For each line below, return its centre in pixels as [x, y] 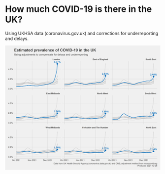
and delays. [17, 39]
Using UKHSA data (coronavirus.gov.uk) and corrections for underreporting [82, 33]
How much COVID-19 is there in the [79, 9]
